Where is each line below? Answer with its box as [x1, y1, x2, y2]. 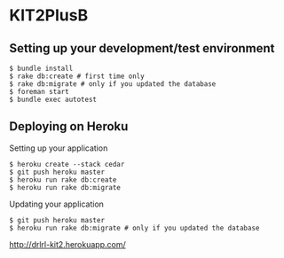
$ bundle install [9, 64, 74, 73]
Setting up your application [9, 143, 108, 153]
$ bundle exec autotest [9, 95, 98, 104]
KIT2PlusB [9, 5, 89, 26]
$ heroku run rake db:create [9, 175, 117, 184]
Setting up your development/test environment [9, 41, 275, 56]
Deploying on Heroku [9, 119, 129, 134]
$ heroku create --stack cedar [9, 160, 125, 168]
